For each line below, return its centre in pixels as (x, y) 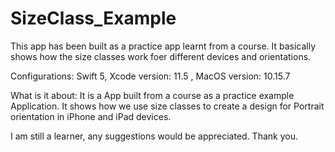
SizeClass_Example (93, 18)
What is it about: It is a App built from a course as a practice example (152, 95)
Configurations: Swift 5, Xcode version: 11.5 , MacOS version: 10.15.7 (150, 76)
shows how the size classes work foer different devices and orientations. (161, 56)
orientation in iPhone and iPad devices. (91, 116)
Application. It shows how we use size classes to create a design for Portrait (167, 106)
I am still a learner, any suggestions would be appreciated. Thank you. (154, 136)
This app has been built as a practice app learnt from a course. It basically (163, 46)
